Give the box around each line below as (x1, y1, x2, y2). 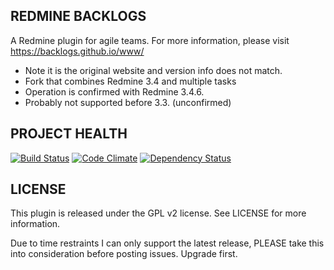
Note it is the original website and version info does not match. (24, 64, 283, 76)
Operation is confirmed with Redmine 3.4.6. (24, 85, 205, 98)
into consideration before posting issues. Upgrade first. (10, 248, 238, 260)
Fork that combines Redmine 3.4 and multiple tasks (24, 75, 237, 87)
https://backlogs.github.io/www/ (10, 45, 145, 57)
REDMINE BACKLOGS (10, 8, 147, 25)
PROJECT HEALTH (10, 125, 128, 143)
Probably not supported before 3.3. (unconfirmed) (24, 96, 232, 108)
